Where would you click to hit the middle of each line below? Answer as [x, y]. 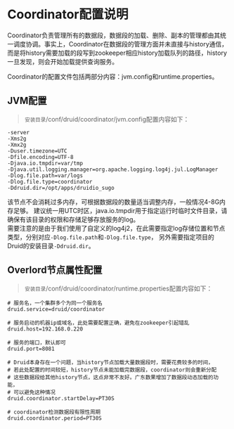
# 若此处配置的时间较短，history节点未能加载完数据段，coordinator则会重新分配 [112, 370]
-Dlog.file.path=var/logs [45, 175]
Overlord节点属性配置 [55, 270]
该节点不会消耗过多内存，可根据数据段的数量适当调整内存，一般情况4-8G [113, 202]
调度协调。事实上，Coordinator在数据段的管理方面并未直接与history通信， [121, 44]
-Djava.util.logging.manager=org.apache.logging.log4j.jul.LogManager [113, 169]
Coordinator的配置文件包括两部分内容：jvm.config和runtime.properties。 [113, 76]
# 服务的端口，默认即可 [37, 342]
